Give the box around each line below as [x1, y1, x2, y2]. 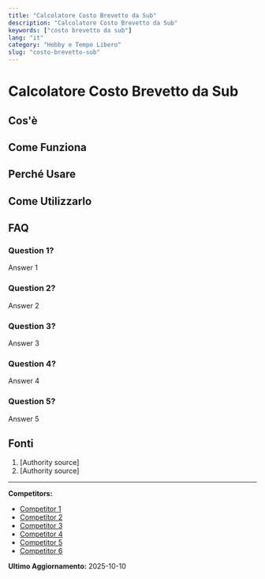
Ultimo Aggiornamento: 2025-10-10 [8, 562, 126, 571]
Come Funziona [8, 140, 87, 154]
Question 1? [8, 245, 54, 256]
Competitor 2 [19, 513, 63, 522]
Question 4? [8, 358, 57, 369]
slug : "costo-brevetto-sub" [8, 48, 101, 56]
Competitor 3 [19, 521, 63, 531]
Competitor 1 [19, 504, 62, 514]
